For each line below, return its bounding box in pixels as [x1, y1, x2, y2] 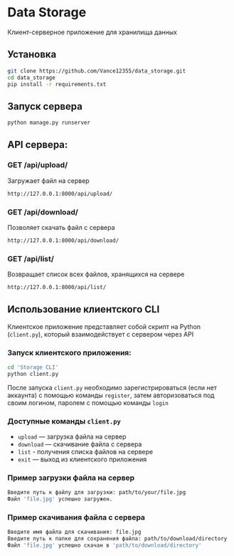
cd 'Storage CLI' [7, 364, 59, 371]
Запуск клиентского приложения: [7, 347, 132, 357]
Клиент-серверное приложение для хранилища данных [7, 28, 178, 36]
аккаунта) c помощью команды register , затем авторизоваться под [7, 391, 215, 399]
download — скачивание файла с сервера [17, 440, 142, 449]
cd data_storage [7, 74, 55, 81]
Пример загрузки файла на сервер [7, 473, 135, 483]
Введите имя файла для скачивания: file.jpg [7, 528, 142, 536]
